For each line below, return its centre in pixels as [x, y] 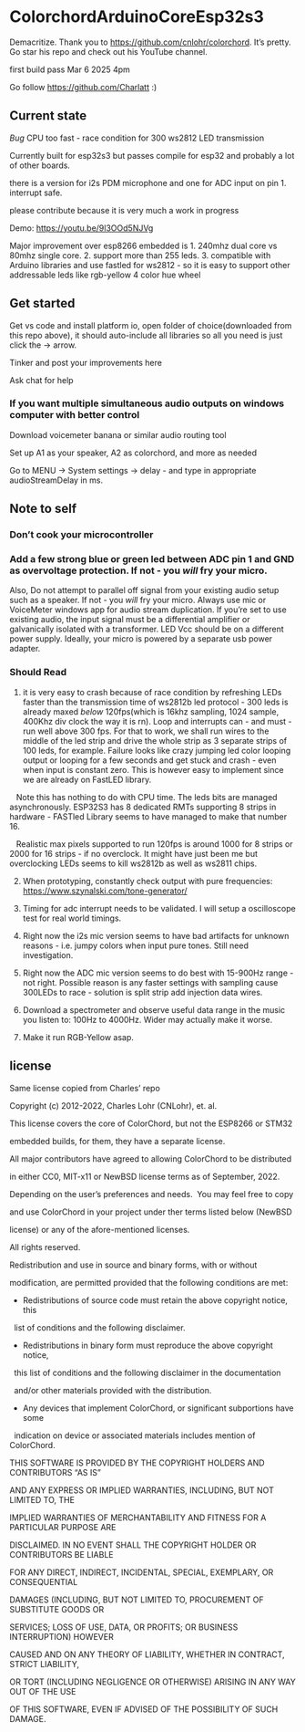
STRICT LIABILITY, [45, 1664]
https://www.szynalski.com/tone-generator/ [105, 891]
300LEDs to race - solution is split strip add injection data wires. [142, 992]
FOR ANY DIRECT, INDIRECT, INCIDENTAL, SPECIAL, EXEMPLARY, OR [142, 1572]
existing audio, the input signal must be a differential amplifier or [130, 620]
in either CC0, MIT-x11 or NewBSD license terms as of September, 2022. [145, 1176]
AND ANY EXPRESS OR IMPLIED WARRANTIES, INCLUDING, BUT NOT [142, 1490]
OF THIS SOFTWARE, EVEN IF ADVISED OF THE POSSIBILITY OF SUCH [144, 1709]
